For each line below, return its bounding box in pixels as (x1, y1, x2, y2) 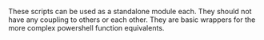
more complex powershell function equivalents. (8, 24, 165, 32)
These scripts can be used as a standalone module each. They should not (8, 7, 252, 16)
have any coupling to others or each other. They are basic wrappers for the (8, 15, 256, 24)
